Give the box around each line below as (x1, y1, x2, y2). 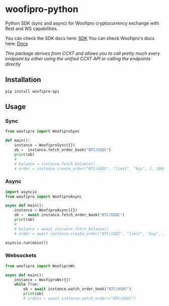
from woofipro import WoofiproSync (5, 129, 80, 134)
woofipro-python (5, 4, 79, 15)
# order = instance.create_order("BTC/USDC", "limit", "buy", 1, (14, 166, 154, 171)
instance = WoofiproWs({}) (14, 277, 71, 282)
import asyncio (5, 189, 37, 194)
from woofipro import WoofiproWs (5, 263, 75, 268)
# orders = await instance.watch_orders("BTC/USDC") (23, 296, 136, 301)
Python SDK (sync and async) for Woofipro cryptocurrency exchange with (5, 20, 159, 26)
